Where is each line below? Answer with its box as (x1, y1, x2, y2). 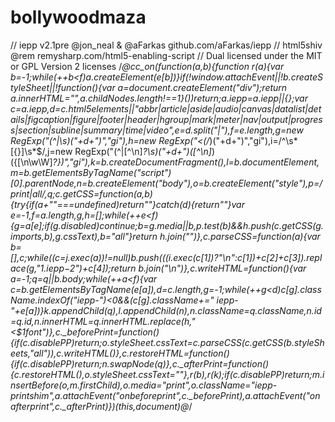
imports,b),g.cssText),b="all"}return (10, 230, 158, 242)
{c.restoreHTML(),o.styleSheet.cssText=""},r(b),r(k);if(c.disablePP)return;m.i (10, 368, 325, 380)
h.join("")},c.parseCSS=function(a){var (159, 230, 321, 242)
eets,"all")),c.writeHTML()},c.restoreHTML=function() (10, 347, 230, 359)
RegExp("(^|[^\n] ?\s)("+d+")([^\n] (74, 145, 212, 157)
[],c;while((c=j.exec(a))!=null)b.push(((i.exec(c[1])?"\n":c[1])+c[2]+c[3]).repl (10, 251, 323, 263)
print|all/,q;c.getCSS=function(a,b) (10, 187, 153, 200)
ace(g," (10, 262, 41, 274)
